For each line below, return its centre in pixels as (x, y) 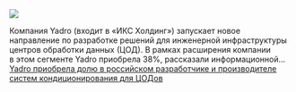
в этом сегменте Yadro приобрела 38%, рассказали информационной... (148, 59)
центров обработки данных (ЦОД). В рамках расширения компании (140, 50)
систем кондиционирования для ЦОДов (86, 78)
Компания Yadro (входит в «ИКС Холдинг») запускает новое (125, 31)
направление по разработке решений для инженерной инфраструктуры (148, 40)
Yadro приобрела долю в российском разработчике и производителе (143, 69)
